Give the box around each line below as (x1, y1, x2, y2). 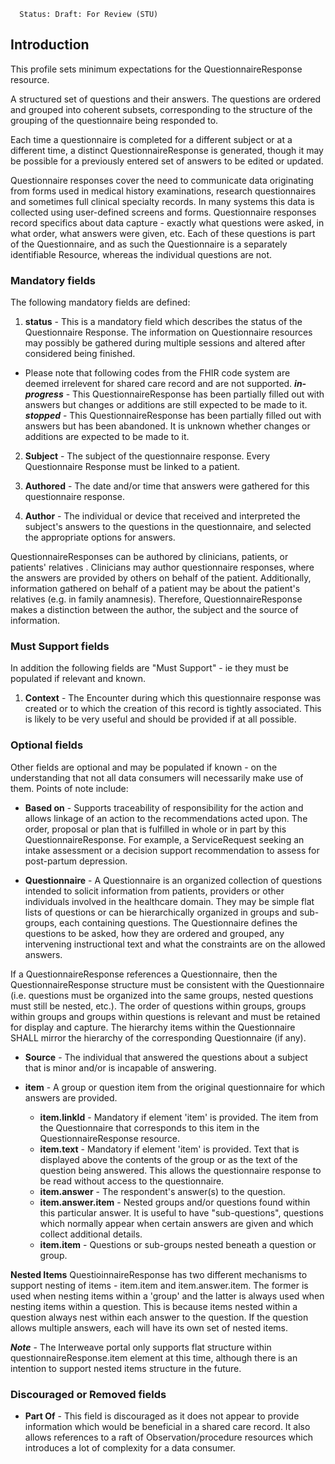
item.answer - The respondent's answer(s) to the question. (39, 1185, 286, 1197)
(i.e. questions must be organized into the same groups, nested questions (10, 989, 314, 1001)
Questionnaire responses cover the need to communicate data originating (10, 174, 314, 186)
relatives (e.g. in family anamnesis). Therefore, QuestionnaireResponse (10, 593, 303, 605)
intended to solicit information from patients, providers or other (24, 885, 285, 897)
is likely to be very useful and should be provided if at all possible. (24, 713, 297, 725)
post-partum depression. (24, 855, 128, 867)
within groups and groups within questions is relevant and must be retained (10, 1010, 321, 1022)
